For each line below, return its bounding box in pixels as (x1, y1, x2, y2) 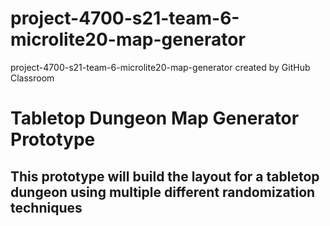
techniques (10, 199, 83, 216)
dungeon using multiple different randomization (10, 183, 316, 201)
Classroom (10, 72, 55, 84)
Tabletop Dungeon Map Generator (10, 107, 300, 130)
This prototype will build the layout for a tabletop (10, 168, 320, 185)
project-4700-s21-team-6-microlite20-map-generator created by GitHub (10, 61, 311, 73)
